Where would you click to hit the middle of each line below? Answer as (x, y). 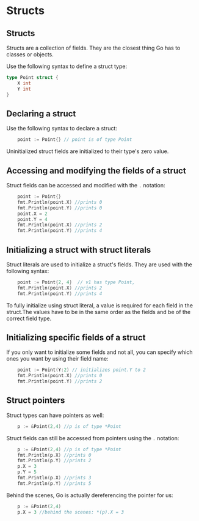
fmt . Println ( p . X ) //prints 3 (54, 478)
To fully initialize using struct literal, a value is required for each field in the (100, 305)
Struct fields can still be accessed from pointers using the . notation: (93, 438)
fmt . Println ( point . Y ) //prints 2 (60, 381)
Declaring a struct (41, 114)
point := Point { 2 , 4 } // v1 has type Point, (76, 282)
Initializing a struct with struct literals (79, 249)
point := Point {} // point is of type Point (75, 140)
